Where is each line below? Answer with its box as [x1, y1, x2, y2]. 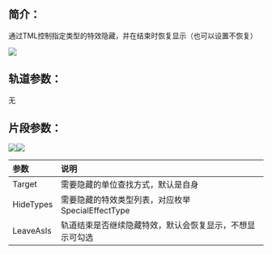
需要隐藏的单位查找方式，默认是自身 [60, 179, 199, 191]
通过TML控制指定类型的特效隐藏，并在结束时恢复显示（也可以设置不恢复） [8, 31, 257, 41]
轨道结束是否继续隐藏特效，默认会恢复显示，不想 [60, 220, 248, 231]
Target [12, 179, 38, 190]
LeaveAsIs [12, 226, 52, 237]
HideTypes [12, 199, 53, 210]
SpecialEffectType [60, 205, 130, 217]
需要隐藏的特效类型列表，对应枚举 [60, 194, 191, 205]
